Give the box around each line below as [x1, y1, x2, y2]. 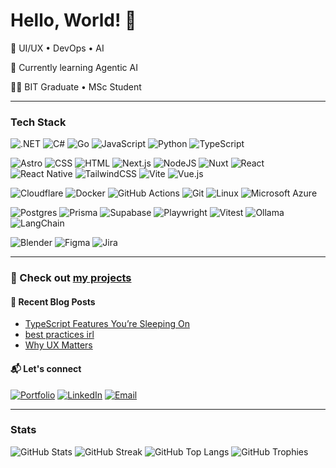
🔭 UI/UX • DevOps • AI [10, 42, 105, 54]
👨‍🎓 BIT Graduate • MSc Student [10, 80, 142, 93]
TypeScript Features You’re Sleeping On [24, 318, 190, 330]
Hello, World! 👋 [10, 9, 137, 32]
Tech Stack [10, 115, 67, 129]
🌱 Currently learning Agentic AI [10, 61, 138, 73]
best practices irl [24, 329, 95, 341]
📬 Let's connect [10, 362, 82, 374]
